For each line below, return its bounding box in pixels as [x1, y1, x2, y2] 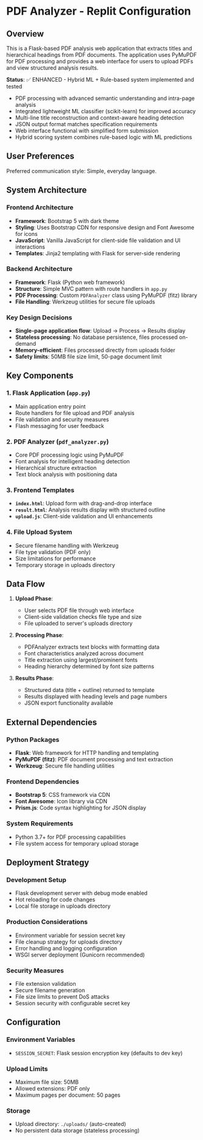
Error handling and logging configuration [15, 944, 118, 952]
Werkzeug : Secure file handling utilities [15, 762, 115, 769]
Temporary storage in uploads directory [15, 561, 116, 568]
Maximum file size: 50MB [15, 1078, 79, 1086]
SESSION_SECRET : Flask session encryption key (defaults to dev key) [15, 1049, 183, 1056]
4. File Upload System [6, 528, 73, 536]
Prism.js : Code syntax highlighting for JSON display [15, 804, 146, 811]
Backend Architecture [6, 265, 73, 273]
